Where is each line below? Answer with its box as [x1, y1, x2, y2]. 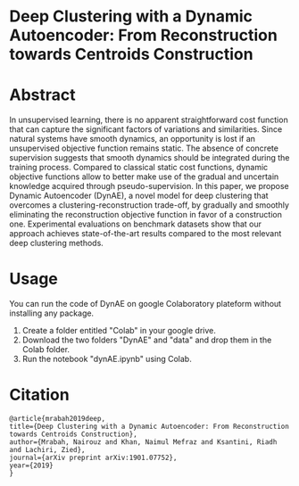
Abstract [9, 85, 76, 105]
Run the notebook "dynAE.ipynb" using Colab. [21, 354, 192, 365]
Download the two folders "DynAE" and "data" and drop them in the [21, 334, 272, 345]
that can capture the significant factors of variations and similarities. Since [9, 124, 283, 135]
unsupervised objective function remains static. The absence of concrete [9, 143, 279, 153]
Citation [9, 385, 70, 405]
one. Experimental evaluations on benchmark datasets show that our [9, 218, 262, 229]
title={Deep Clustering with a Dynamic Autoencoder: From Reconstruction [9, 422, 290, 431]
